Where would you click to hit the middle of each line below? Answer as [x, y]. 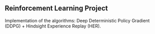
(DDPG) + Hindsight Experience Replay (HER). [53, 26]
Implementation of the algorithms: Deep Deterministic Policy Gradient [77, 20]
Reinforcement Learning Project [56, 8]
